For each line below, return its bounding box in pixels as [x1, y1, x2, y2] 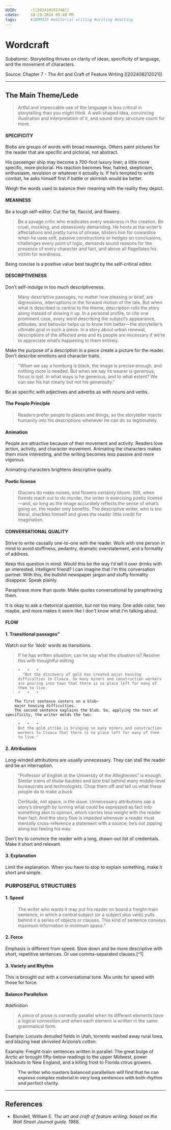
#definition [5, 1003, 28, 1009]
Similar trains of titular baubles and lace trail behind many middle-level [17, 778, 165, 784]
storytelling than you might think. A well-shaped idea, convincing [17, 110, 154, 116]
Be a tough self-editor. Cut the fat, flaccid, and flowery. [5, 208, 121, 215]
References [5, 1100, 43, 1109]
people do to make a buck [17, 788, 73, 795]
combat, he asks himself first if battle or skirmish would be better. [5, 175, 143, 182]
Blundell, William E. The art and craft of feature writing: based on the [12, 1113, 158, 1120]
